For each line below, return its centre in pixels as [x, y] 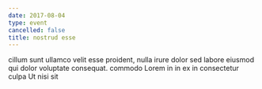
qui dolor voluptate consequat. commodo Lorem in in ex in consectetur [124, 69]
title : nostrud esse [42, 37]
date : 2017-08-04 [37, 15]
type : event [28, 23]
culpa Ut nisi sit [33, 76]
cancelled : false [37, 30]
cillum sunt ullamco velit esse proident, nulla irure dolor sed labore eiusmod [131, 60]
